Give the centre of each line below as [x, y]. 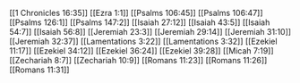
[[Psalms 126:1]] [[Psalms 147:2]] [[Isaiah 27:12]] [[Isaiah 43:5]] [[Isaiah [140, 22]
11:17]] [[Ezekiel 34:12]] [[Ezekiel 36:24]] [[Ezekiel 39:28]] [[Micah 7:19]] [142, 51]
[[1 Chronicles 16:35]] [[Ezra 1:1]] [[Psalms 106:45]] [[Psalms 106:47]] [136, 13]
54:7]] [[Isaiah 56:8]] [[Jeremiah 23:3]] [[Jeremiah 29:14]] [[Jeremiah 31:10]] [150, 32]
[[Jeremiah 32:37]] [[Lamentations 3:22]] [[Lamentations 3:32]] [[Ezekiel [143, 41]
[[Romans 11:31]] [39, 70]
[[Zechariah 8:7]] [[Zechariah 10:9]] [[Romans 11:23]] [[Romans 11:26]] [138, 60]
